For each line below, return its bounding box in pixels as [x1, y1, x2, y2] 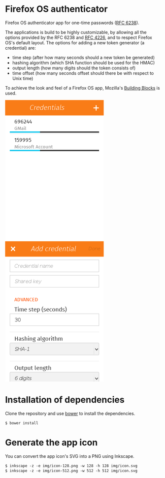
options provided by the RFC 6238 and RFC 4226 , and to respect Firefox [5, 34, 153, 40]
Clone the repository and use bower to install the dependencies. [5, 410, 135, 416]
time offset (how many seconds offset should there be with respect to [12, 70, 154, 76]
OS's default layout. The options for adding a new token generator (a [5, 39, 145, 45]
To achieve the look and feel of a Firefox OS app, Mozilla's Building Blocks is [5, 85, 160, 91]
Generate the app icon [5, 437, 98, 448]
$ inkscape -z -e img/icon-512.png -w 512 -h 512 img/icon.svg [5, 468, 138, 473]
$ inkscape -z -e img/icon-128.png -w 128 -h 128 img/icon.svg [5, 463, 138, 468]
